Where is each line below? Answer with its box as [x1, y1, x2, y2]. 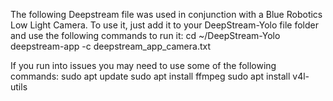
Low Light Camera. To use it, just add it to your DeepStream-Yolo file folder [10, 19, 319, 31]
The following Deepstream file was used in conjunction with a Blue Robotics [10, 9, 323, 20]
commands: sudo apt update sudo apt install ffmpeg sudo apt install [10, 70, 291, 82]
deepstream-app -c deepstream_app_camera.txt [10, 40, 211, 52]
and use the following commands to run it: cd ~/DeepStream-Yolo [10, 30, 281, 41]
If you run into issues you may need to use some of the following [10, 60, 277, 71]
